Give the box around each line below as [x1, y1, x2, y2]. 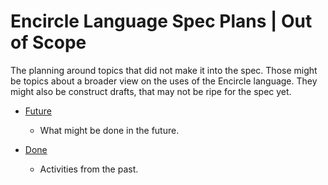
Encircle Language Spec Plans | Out [10, 10, 313, 33]
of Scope [10, 31, 87, 54]
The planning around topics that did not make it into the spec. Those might [10, 64, 318, 76]
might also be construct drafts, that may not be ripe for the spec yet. [10, 85, 292, 97]
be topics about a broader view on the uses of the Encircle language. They [10, 75, 318, 87]
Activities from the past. [39, 163, 139, 175]
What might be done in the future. [39, 124, 180, 136]
